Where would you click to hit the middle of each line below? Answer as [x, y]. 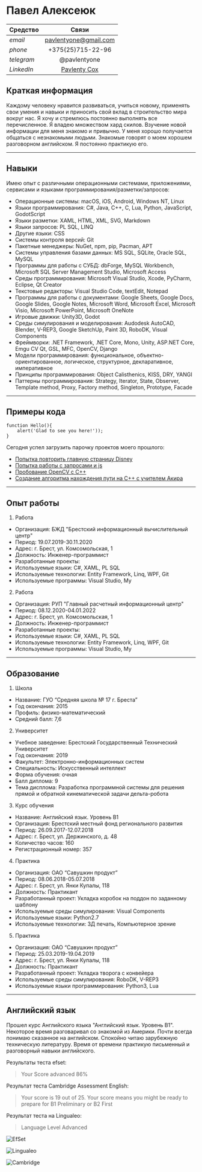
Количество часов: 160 [44, 843]
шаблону [26, 905]
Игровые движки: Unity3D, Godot [57, 316]
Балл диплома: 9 [36, 781]
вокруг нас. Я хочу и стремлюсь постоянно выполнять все [82, 118]
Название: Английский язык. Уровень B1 [67, 817]
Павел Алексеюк [51, 11]
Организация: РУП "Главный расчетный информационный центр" [99, 604]
